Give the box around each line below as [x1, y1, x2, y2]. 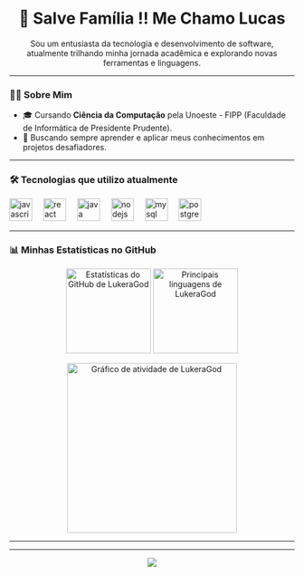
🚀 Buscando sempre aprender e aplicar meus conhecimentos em [22, 132, 265, 143]
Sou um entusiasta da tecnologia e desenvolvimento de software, [30, 38, 274, 49]
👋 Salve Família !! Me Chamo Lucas [18, 8, 286, 29]
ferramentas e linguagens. [102, 57, 202, 68]
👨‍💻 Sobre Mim [9, 88, 72, 101]
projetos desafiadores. [22, 142, 107, 153]
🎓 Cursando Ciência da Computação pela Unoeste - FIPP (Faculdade [22, 110, 287, 120]
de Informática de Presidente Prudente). [22, 122, 173, 134]
